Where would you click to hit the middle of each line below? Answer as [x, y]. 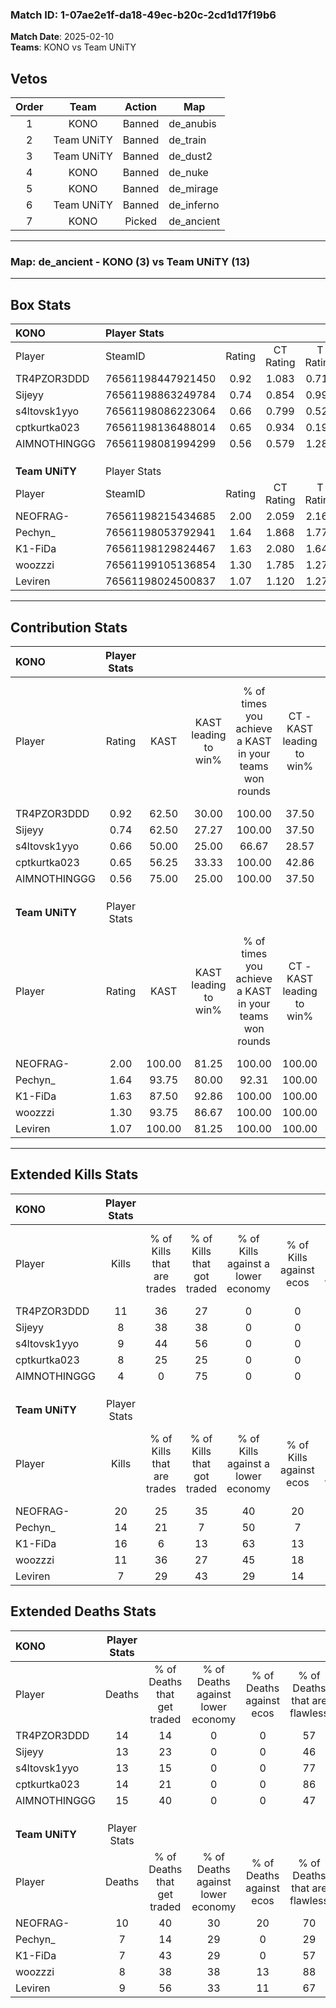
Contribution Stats [69, 627]
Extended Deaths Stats [83, 1611]
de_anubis [192, 124]
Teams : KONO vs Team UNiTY [73, 47]
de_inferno [194, 205]
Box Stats [41, 304]
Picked [140, 221]
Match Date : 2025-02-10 [62, 37]
